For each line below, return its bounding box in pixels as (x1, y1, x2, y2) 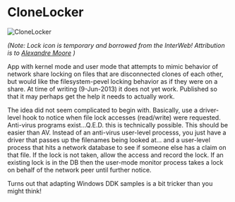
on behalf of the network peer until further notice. (7, 165, 152, 174)
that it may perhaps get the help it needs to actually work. (7, 92, 175, 101)
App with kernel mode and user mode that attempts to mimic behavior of (7, 62, 219, 70)
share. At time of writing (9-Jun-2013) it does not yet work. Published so (7, 84, 217, 93)
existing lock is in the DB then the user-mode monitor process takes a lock (7, 158, 224, 166)
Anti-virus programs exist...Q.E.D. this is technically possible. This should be (7, 120, 228, 129)
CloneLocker (7, 4, 84, 20)
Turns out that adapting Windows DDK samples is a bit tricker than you (7, 179, 213, 187)
